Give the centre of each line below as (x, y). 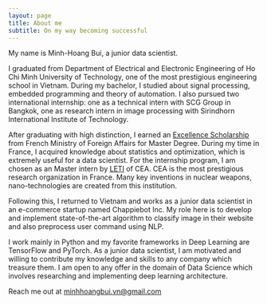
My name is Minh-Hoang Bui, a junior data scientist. (93, 53)
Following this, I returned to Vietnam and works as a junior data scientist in (130, 201)
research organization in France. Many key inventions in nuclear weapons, (130, 177)
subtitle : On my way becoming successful (78, 30)
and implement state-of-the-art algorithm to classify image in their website (131, 218)
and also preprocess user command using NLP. (86, 227)
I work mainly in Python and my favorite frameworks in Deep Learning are (129, 242)
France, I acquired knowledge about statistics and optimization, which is (127, 152)
